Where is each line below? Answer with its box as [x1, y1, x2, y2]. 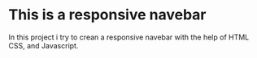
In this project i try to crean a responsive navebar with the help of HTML [8, 32, 250, 42]
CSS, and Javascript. [8, 40, 79, 50]
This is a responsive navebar [8, 6, 207, 24]
